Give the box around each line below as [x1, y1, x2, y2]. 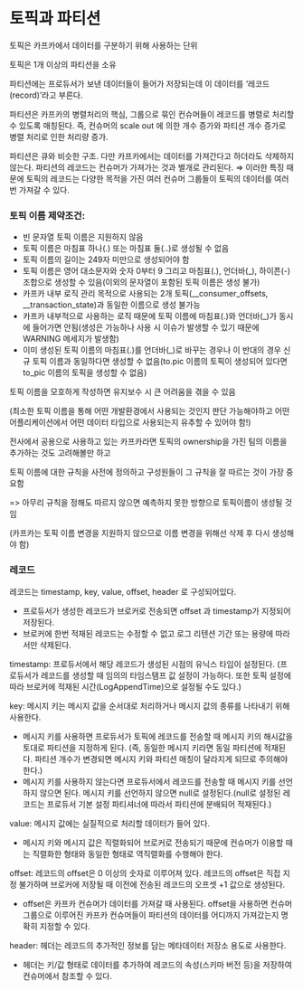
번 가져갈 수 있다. [9, 184, 71, 195]
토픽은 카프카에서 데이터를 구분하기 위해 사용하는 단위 [9, 40, 198, 51]
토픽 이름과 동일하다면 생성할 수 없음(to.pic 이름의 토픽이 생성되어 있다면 [32, 356, 288, 367]
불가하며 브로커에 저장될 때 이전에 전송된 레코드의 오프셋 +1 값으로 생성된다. [18, 879, 286, 890]
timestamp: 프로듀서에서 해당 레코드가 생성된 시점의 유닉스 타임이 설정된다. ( [9, 658, 280, 669]
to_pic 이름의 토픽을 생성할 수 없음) [22, 367, 147, 378]
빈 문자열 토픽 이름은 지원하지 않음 [22, 231, 144, 242]
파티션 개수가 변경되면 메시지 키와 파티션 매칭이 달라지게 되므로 [34, 753, 257, 764]
